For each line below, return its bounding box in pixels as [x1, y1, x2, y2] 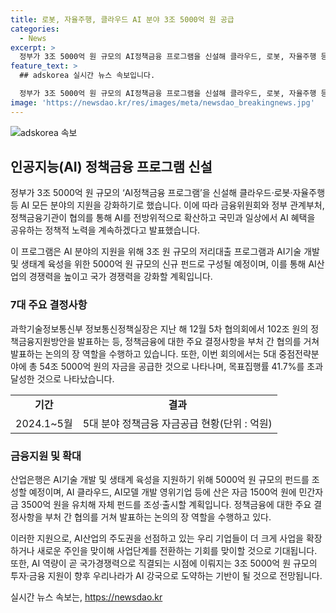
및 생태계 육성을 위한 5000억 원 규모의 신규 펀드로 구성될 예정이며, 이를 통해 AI [10, 258, 317, 270]
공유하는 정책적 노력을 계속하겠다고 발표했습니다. [10, 224, 201, 236]
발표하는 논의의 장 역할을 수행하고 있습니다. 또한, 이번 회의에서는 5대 [10, 347, 277, 360]
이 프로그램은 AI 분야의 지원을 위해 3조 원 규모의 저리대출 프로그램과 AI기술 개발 [10, 246, 320, 258]
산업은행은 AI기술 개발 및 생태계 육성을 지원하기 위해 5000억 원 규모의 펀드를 [10, 474, 310, 486]
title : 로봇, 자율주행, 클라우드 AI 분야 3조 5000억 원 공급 [10, 14, 235, 25]
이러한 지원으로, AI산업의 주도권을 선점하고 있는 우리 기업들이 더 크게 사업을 [10, 532, 304, 545]
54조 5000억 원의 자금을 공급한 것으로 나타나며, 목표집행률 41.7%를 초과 [39, 360, 324, 372]
